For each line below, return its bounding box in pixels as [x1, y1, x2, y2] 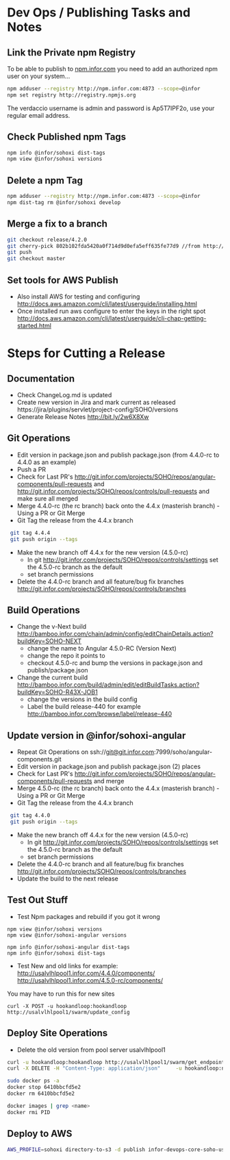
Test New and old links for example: [16, 961, 118, 970]
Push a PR [16, 465, 47, 473]
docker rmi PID [7, 1109, 51, 1115]
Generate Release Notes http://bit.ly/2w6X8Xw [16, 413, 149, 420]
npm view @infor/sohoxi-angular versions [7, 931, 127, 939]
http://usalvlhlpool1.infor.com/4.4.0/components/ [16, 969, 155, 977]
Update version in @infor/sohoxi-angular [7, 729, 186, 741]
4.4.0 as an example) [16, 457, 77, 466]
